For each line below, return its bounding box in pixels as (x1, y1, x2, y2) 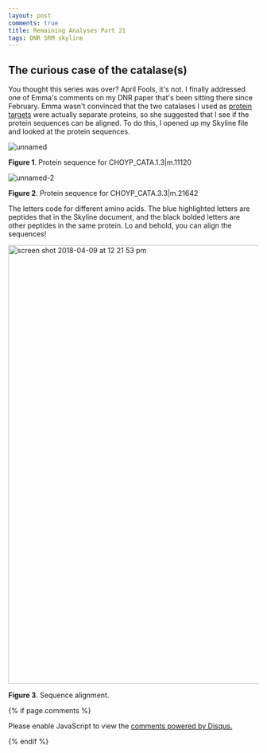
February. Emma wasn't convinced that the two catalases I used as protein (8, 101, 253, 111)
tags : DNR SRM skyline (8, 33, 83, 42)
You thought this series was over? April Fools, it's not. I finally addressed (8, 84, 246, 94)
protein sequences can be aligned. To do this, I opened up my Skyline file (8, 119, 249, 128)
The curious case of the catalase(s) (8, 63, 188, 76)
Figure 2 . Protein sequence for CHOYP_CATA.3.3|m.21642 (8, 189, 199, 198)
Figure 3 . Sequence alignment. (8, 690, 110, 700)
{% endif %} (8, 737, 49, 747)
